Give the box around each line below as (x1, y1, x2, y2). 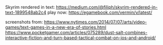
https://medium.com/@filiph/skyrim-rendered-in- (56, 4, 158, 10)
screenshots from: (5, 19, 43, 25)
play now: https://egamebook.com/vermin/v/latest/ (47, 9, 152, 15)
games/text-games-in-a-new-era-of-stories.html (5, 24, 106, 30)
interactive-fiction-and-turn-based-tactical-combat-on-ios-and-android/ (5, 35, 156, 41)
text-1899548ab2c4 (5, 9, 47, 15)
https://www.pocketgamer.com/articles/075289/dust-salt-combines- (5, 30, 148, 35)
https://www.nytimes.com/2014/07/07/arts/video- (44, 19, 147, 25)
